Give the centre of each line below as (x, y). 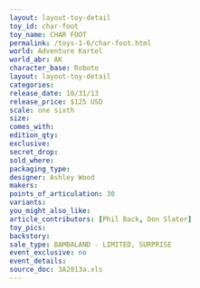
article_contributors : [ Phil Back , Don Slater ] (101, 219)
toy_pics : (28, 228)
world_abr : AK (36, 60)
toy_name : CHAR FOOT (48, 34)
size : (19, 118)
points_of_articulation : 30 (62, 194)
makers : (24, 186)
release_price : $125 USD (56, 102)
